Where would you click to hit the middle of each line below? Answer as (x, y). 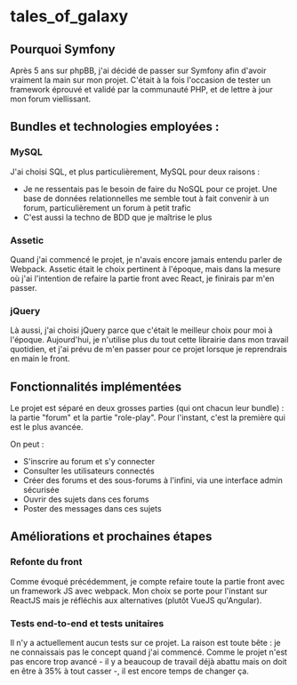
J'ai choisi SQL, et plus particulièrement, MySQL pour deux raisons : (135, 172)
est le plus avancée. (47, 427)
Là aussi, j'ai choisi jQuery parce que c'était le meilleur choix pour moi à (142, 330)
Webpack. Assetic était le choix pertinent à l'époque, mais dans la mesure (145, 269)
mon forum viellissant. (51, 99)
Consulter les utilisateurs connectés (88, 471)
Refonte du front (46, 562)
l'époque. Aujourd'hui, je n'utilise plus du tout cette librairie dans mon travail (149, 340)
